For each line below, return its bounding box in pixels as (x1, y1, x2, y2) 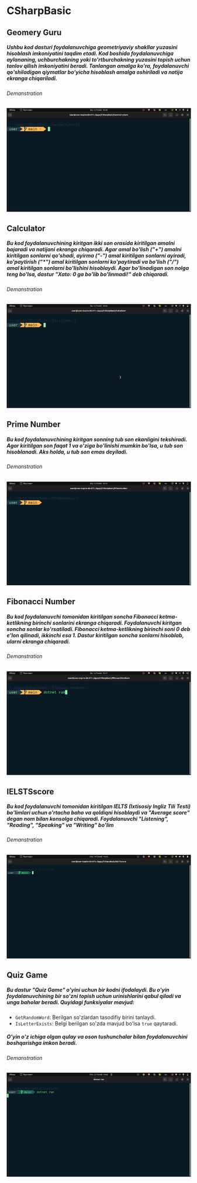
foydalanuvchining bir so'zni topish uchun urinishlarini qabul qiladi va (6, 993, 181, 1000)
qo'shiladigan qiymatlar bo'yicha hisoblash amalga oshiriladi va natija (6, 69, 183, 76)
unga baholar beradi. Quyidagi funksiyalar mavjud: (6, 999, 135, 1006)
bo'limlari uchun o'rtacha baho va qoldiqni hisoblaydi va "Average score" (6, 809, 190, 816)
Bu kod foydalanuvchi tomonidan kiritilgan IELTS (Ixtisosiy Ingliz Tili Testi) (6, 803, 191, 810)
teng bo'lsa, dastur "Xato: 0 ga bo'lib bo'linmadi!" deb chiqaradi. (6, 271, 169, 278)
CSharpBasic (6, 4, 72, 18)
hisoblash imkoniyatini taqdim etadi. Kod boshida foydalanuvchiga (6, 50, 174, 57)
